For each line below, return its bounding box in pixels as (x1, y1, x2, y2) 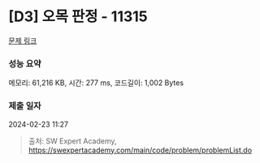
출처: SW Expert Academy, (28, 135, 117, 146)
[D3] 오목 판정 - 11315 (8, 7, 148, 26)
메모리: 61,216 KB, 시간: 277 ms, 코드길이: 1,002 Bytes (8, 78, 184, 88)
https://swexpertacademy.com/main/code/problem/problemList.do (28, 145, 253, 155)
